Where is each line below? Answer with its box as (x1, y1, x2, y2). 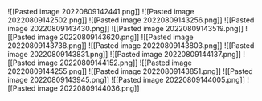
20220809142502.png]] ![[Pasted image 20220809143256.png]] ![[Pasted (7, 15, 255, 25)
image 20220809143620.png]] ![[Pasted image (37, 32, 194, 42)
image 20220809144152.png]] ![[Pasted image (37, 58, 192, 67)
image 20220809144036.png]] (37, 83, 140, 93)
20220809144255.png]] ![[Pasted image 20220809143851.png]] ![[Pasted (7, 67, 254, 75)
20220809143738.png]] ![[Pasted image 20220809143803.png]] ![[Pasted (7, 41, 255, 50)
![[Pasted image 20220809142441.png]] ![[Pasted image (7, 7, 194, 16)
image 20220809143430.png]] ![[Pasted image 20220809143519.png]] (7, 24, 244, 33)
